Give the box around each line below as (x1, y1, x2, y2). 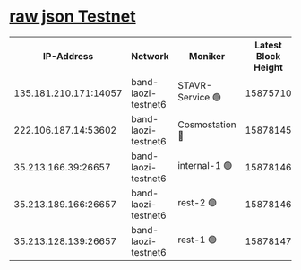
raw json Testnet (9, 6, 136, 27)
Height (254, 61, 284, 74)
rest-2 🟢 (177, 196, 218, 209)
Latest (254, 39, 282, 51)
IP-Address (42, 49, 94, 62)
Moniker (188, 49, 226, 62)
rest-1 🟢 (177, 233, 218, 246)
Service (177, 91, 211, 104)
